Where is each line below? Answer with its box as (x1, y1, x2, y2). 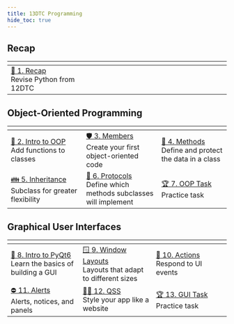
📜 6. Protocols (86, 171, 132, 181)
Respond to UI (155, 259, 203, 268)
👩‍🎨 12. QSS (82, 286, 121, 296)
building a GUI (10, 268, 57, 277)
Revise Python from (10, 74, 75, 84)
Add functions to (10, 145, 65, 155)
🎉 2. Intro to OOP (10, 136, 66, 146)
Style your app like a (82, 295, 150, 305)
